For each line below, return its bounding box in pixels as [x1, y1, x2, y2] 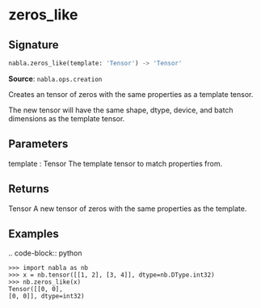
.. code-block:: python [8, 248, 82, 258]
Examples [8, 226, 59, 240]
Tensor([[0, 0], [8, 285, 63, 293]
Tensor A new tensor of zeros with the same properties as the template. [8, 204, 247, 213]
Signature [8, 38, 59, 52]
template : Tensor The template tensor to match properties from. [8, 158, 223, 168]
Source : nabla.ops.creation [8, 74, 103, 83]
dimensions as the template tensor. [8, 113, 125, 123]
